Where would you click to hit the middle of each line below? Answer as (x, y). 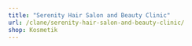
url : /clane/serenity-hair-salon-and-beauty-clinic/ (96, 23)
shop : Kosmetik (33, 30)
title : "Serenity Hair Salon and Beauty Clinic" (89, 15)
